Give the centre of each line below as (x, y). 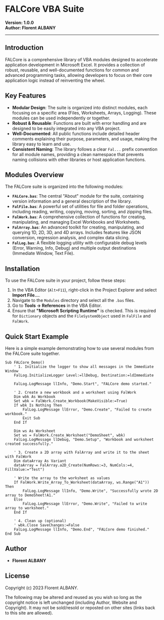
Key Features (26, 96)
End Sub (13, 534)
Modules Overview (34, 175)
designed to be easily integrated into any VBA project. (66, 128)
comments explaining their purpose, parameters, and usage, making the (84, 138)
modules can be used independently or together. (61, 118)
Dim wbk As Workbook (35, 397)
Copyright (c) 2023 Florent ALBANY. (42, 588)
